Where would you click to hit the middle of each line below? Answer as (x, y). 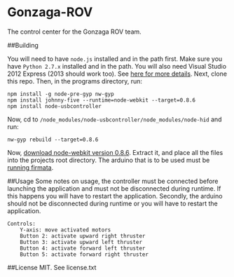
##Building (23, 45)
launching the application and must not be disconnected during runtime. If (114, 188)
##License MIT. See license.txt (52, 267)
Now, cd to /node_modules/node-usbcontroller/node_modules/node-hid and (115, 119)
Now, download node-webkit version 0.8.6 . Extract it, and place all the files (115, 152)
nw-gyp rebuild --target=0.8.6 (53, 140)
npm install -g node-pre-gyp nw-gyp (61, 94)
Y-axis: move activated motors (66, 230)
